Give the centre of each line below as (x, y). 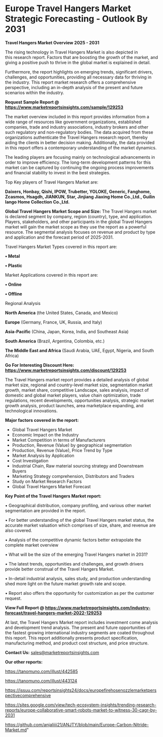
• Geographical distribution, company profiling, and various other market (78, 505)
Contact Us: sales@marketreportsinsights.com (52, 652)
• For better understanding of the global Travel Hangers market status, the (80, 520)
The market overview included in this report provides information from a (77, 116)
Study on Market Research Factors (47, 481)
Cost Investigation (30, 460)
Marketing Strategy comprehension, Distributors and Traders (73, 476)
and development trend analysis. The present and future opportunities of (78, 627)
